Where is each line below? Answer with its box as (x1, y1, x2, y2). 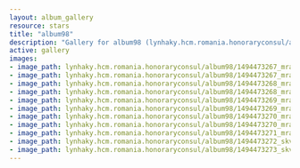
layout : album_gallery (9, 12, 94, 22)
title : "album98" (9, 29, 74, 38)
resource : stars (9, 21, 70, 30)
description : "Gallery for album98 (9, 37, 142, 47)
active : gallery (9, 46, 70, 55)
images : (9, 54, 38, 63)
